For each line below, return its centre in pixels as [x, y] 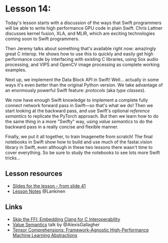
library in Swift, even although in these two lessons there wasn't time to [79, 147]
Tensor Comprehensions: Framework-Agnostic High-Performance [80, 230]
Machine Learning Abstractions [45, 235]
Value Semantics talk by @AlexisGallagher [56, 224]
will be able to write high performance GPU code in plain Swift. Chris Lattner [84, 28]
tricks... [13, 158]
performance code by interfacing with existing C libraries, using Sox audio [82, 59]
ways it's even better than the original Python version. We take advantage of [84, 85]
